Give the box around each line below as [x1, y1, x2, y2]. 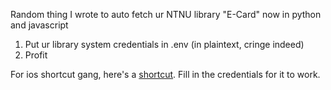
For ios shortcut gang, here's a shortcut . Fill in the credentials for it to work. [10, 69, 321, 80]
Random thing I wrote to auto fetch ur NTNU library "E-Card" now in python [10, 9, 322, 20]
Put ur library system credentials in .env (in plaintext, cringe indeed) [24, 39, 305, 50]
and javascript [10, 19, 69, 31]
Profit [24, 49, 48, 61]
